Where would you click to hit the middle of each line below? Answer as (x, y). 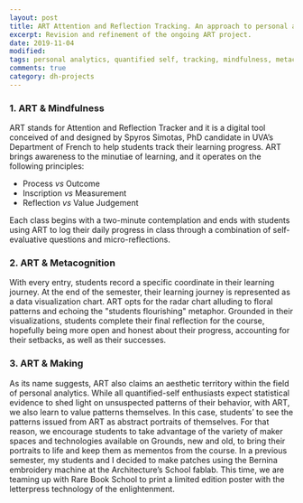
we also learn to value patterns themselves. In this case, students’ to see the (151, 412)
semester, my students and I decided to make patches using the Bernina (143, 460)
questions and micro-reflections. (110, 239)
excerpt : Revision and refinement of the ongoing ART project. (131, 34)
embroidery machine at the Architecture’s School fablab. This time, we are (147, 470)
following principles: (47, 166)
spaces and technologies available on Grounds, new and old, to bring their (147, 441)
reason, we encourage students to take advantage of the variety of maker (147, 431)
